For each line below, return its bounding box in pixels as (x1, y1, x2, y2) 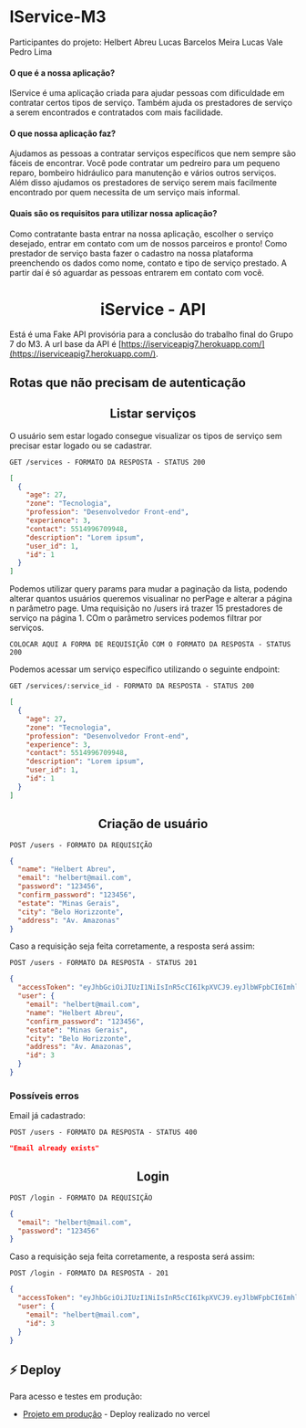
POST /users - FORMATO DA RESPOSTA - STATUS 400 (9, 1128, 198, 1138)
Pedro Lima (9, 46, 53, 57)
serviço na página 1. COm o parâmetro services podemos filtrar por (9, 613, 262, 624)
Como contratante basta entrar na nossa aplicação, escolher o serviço (9, 228, 274, 239)
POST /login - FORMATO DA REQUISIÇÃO (9, 1193, 153, 1202)
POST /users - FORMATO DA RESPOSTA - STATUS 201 (9, 959, 198, 968)
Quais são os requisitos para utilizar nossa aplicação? (9, 207, 218, 218)
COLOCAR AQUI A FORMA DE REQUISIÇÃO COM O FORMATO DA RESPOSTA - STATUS (9, 640, 291, 649)
